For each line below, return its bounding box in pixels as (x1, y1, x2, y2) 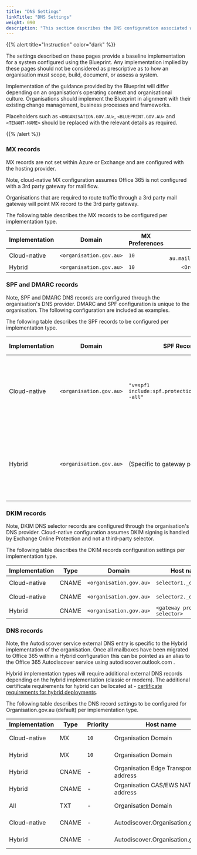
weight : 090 (6, 19, 35, 25)
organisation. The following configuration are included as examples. (6, 307, 170, 314)
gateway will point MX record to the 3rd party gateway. (6, 200, 139, 207)
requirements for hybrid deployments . (6, 689, 98, 696)
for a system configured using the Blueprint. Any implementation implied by (6, 59, 189, 66)
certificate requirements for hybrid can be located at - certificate (6, 683, 162, 690)
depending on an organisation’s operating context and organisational (6, 89, 172, 96)
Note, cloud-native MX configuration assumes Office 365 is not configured (6, 176, 187, 183)
